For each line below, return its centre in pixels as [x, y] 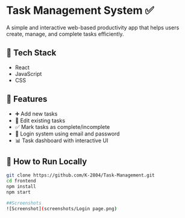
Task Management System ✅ [80, 11]
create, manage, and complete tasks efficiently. [65, 34]
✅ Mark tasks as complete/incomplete [62, 126]
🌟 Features [27, 99]
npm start [19, 192]
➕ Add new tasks [36, 114]
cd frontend [21, 181]
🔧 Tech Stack [31, 53]
